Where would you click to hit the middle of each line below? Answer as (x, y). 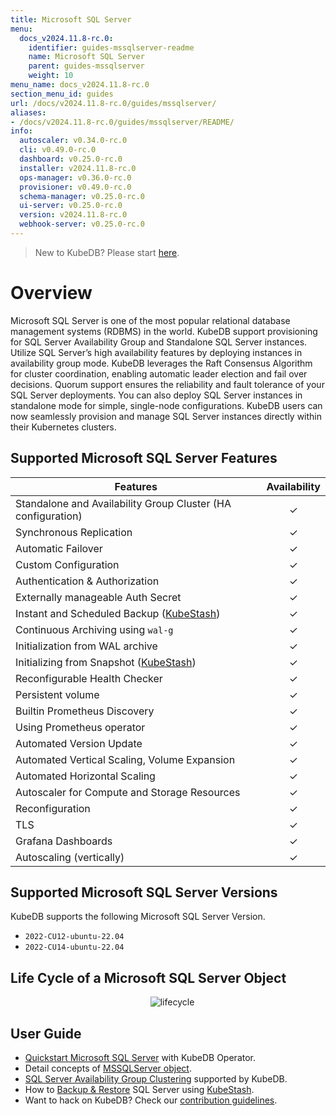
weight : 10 (51, 76)
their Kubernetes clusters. (63, 427)
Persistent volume (57, 694)
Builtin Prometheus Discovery (85, 711)
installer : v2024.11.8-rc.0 (78, 168)
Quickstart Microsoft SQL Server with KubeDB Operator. (140, 1058)
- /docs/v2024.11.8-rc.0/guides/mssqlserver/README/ (122, 122)
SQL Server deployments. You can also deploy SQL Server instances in (156, 395)
